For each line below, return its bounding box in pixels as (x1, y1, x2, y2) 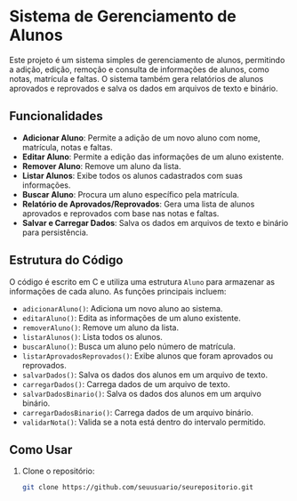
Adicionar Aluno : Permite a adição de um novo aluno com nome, (21, 132, 261, 143)
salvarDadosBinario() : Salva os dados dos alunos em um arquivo (21, 388, 262, 399)
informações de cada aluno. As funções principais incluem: (9, 286, 227, 296)
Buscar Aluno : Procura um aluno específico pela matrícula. (21, 189, 240, 199)
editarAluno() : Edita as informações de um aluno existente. (21, 312, 242, 323)
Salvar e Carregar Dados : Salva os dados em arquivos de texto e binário (21, 217, 289, 228)
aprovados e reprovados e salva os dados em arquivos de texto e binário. (9, 83, 278, 93)
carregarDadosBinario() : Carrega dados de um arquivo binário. (21, 407, 253, 417)
